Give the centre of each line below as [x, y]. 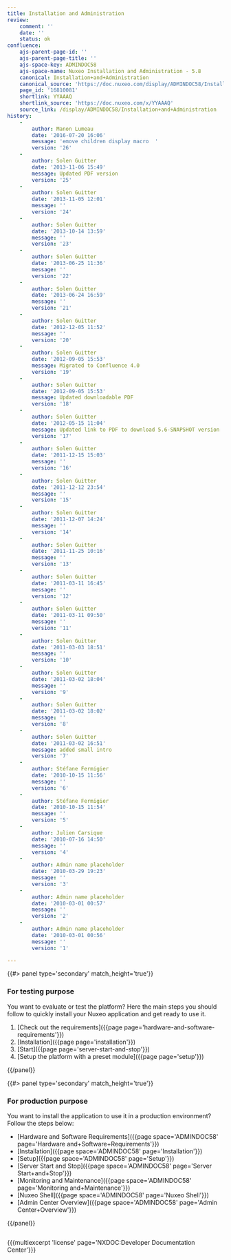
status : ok [35, 39]
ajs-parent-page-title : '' [58, 59]
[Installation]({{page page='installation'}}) [76, 1042]
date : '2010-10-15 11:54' [69, 807]
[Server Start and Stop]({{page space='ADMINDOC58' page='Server [114, 1166]
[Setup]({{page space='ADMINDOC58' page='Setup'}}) [96, 1158]
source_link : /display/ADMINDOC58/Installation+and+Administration [118, 109]
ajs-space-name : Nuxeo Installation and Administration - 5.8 [110, 71]
